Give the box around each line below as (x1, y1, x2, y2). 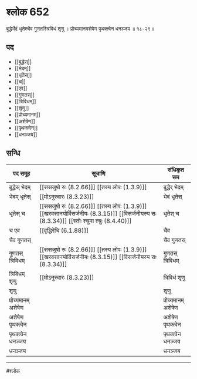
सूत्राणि (91, 169, 106, 177)
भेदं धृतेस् (163, 192, 182, 200)
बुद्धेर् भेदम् (163, 183, 184, 191)
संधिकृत (167, 166, 184, 174)
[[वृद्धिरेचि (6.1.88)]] (39, 226, 89, 234)
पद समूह (12, 169, 30, 177)
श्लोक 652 (6, 5, 50, 19)
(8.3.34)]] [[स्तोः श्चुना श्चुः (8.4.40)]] (39, 217, 132, 225)
